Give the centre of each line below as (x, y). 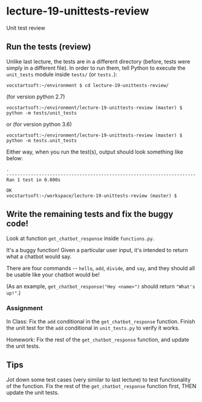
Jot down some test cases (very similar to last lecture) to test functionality (99, 380)
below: (15, 158)
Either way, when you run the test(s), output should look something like (95, 152)
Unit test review (26, 28)
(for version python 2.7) (36, 96)
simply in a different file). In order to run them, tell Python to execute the (96, 68)
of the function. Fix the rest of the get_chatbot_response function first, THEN (101, 386)
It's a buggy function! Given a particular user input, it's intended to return (97, 250)
